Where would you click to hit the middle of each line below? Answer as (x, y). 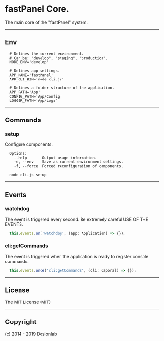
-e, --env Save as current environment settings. (69, 162)
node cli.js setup (28, 175)
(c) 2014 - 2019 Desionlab (31, 334)
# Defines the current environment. (47, 54)
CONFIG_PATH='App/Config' (36, 96)
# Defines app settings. (35, 71)
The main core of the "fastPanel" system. (47, 22)
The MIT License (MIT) (28, 302)
